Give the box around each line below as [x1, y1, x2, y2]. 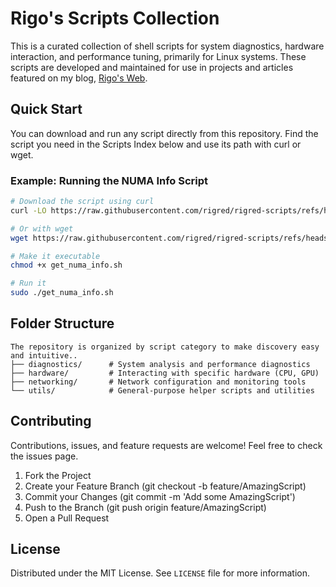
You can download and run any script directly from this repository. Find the [10, 127, 319, 139]
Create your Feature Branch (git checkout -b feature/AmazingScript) [24, 480, 307, 492]
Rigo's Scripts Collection [10, 7, 220, 30]
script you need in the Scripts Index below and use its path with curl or [10, 138, 302, 150]
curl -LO [10, 205, 47, 216]
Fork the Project [24, 469, 92, 481]
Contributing [10, 413, 92, 430]
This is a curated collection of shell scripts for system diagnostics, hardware [10, 40, 325, 52]
